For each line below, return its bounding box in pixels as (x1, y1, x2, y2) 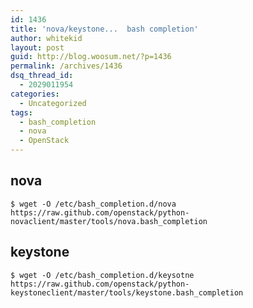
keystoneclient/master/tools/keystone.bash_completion (10, 287, 244, 298)
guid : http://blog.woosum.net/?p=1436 (10, 52, 172, 62)
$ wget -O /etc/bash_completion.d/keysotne (10, 270, 195, 280)
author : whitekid (10, 33, 83, 43)
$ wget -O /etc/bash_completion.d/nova (10, 199, 177, 209)
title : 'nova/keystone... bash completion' (10, 24, 199, 34)
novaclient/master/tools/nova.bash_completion (10, 216, 208, 226)
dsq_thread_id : (10, 71, 74, 81)
